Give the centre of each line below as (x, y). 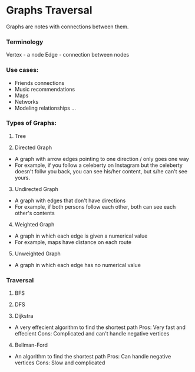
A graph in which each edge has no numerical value (78, 265)
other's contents (34, 213)
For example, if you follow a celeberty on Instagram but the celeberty (98, 165)
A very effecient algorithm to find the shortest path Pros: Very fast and (100, 327)
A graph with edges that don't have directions (70, 200)
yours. (22, 177)
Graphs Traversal (49, 10)
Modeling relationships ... (45, 108)
